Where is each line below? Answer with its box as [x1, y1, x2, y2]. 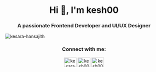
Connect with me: [61, 46, 106, 53]
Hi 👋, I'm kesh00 [49, 4, 119, 16]
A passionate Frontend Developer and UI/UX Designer [17, 22, 151, 29]
